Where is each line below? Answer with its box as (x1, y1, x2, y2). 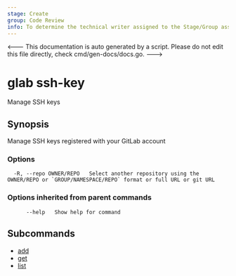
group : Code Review (7, 17, 65, 24)
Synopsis (7, 118, 49, 130)
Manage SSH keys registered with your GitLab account (7, 137, 166, 145)
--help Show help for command (25, 209, 121, 216)
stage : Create (7, 10, 49, 18)
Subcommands (7, 228, 75, 239)
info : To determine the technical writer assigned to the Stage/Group (7, 23, 218, 30)
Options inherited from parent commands (7, 192, 152, 202)
